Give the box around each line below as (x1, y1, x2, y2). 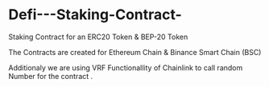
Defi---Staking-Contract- (8, 6, 183, 24)
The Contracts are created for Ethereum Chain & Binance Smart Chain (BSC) (8, 47, 262, 57)
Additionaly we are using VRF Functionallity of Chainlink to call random (8, 62, 243, 73)
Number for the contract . (8, 71, 93, 81)
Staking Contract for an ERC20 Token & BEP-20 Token (8, 32, 188, 42)
